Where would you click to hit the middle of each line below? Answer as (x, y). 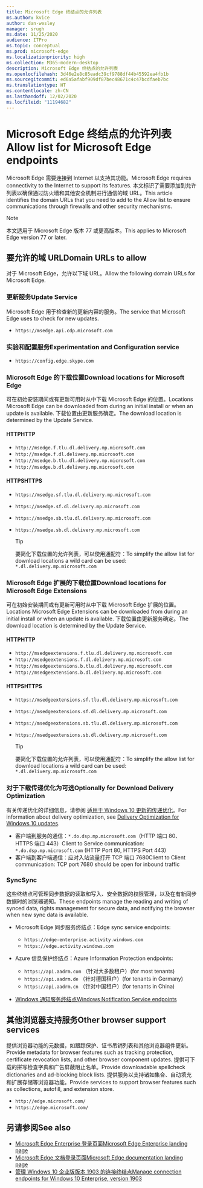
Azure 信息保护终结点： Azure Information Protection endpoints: (94, 958)
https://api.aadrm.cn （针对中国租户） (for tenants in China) (99, 986)
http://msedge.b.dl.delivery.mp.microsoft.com (75, 468)
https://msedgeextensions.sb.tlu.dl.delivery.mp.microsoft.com (96, 723)
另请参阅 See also (39, 1128)
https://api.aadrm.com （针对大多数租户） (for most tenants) (99, 971)
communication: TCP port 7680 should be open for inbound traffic (97, 864)
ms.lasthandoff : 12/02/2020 (42, 96)
